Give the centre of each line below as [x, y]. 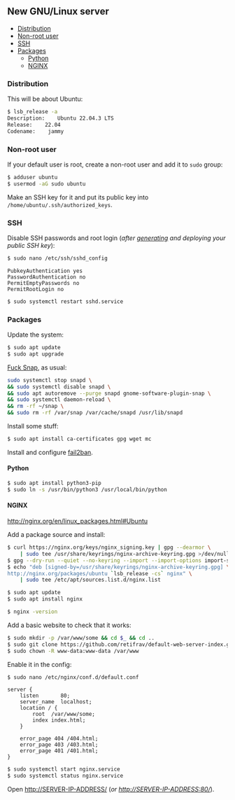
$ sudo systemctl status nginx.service [65, 776]
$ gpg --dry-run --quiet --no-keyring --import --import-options [104, 560]
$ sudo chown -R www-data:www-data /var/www [73, 651]
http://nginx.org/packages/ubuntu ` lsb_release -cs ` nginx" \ [100, 573]
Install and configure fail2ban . [50, 452]
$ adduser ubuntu [33, 177]
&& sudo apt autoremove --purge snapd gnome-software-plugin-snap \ [109, 393]
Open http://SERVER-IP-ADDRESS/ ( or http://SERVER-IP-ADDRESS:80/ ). [111, 790]
